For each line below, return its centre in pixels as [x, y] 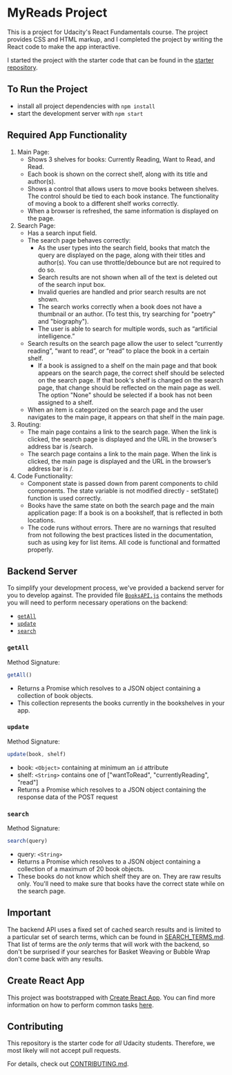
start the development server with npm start [80, 113]
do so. [47, 270]
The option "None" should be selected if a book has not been [125, 395]
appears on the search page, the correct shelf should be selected [131, 373]
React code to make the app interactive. [64, 46]
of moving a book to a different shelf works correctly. [103, 203]
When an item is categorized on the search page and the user [115, 410]
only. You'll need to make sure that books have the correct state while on [120, 883]
